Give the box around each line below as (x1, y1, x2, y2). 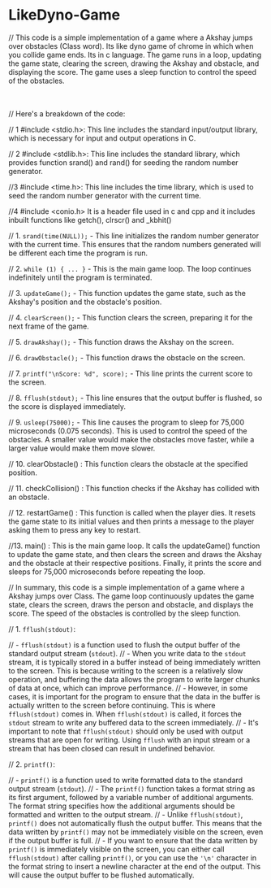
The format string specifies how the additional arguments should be (8, 801, 235, 811)
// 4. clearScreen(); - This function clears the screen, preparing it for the (8, 312, 253, 322)
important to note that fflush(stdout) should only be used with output (8, 726, 243, 736)
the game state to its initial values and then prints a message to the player (8, 516, 255, 526)
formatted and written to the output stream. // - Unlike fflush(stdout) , (8, 809, 243, 819)
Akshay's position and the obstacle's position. (8, 297, 162, 307)
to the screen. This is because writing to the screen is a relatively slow (8, 665, 243, 676)
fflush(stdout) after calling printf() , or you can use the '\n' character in (8, 852, 257, 863)
